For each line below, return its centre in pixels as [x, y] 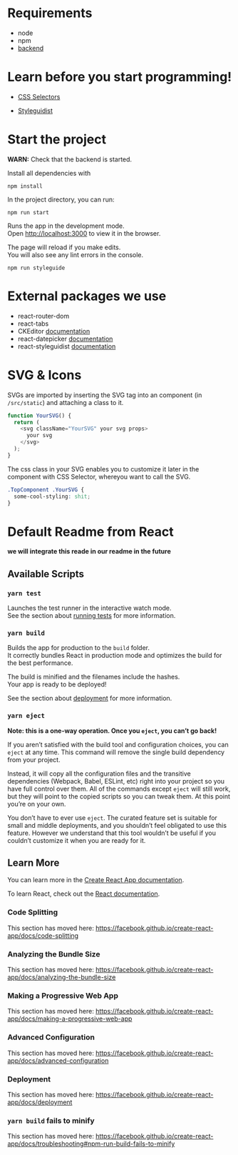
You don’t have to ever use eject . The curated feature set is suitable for [112, 817]
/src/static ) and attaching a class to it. [66, 402]
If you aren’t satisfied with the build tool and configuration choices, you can [118, 744]
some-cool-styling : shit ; [52, 496]
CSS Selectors [39, 96]
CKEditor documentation [54, 331]
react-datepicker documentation [65, 339]
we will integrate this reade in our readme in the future [89, 551]
